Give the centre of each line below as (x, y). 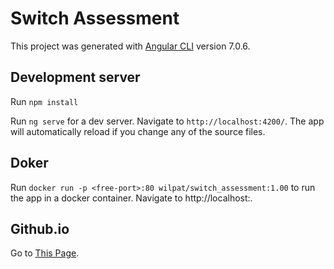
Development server (75, 77)
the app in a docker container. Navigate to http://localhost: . (131, 198)
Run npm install (44, 101)
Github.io (40, 228)
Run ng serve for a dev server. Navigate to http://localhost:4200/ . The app (167, 121)
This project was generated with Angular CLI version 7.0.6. (130, 46)
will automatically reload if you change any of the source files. (138, 131)
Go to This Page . (45, 253)
